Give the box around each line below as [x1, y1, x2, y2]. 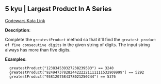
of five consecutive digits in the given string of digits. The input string [5, 42, 150, 48]
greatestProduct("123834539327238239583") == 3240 [9, 66, 114, 70]
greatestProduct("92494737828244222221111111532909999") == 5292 [9, 70, 145, 75]
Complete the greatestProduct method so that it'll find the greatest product [5, 36, 157, 42]
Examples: [5, 56, 27, 62]
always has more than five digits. [5, 47, 71, 52]
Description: [5, 27, 31, 33]
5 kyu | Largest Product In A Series [5, 5, 112, 13]
